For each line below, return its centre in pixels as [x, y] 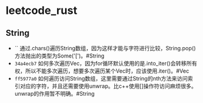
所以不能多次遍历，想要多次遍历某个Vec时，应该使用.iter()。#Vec [107, 71]
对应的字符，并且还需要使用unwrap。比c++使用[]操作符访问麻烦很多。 [108, 86]
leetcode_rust [41, 11]
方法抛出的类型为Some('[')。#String [59, 56]
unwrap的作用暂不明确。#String [54, 94]
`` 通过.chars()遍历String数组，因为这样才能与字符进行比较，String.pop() [105, 48]
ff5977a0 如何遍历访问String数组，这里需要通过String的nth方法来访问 [101, 78]
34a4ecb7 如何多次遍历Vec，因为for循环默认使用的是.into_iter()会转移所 [103, 63]
